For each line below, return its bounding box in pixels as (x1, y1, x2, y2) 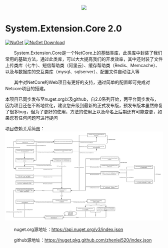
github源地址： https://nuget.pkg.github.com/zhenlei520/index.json (14, 237, 152, 243)
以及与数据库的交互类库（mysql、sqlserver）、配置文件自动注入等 (5, 68, 140, 75)
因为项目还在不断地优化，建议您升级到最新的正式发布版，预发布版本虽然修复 (5, 102, 163, 108)
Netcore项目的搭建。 (5, 85, 48, 91)
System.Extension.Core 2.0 (5, 23, 122, 35)
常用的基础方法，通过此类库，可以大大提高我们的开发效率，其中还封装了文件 (5, 56, 163, 62)
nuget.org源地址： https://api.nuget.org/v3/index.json (14, 226, 123, 232)
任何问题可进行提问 (18, 115, 58, 121)
